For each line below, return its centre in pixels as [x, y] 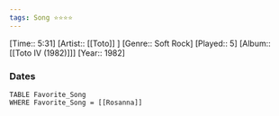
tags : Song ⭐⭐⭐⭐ [41, 18]
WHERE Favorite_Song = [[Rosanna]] [76, 103]
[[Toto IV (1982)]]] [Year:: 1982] [67, 53]
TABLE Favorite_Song [48, 94]
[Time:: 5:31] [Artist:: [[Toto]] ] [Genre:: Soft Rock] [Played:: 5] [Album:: [140, 43]
